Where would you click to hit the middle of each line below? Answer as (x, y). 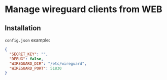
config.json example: (27, 40)
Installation (23, 28)
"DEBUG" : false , (26, 59)
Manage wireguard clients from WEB (84, 9)
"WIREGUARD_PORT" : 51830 (36, 68)
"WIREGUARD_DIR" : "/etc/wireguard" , (48, 64)
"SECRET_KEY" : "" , (29, 54)
